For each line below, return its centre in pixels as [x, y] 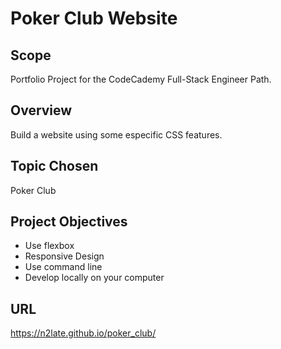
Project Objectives [69, 222]
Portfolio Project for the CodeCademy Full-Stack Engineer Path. [141, 79]
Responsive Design [64, 256]
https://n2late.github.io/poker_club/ [83, 333]
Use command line [63, 267]
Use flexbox [49, 246]
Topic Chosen [54, 166]
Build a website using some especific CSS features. [116, 134]
